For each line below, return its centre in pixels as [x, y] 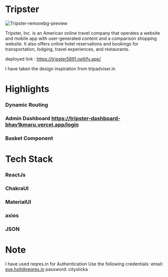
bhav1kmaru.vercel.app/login [42, 125]
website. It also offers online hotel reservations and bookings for [72, 43]
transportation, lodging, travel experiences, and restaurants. [67, 49]
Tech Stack [29, 159]
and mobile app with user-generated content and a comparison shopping [81, 38]
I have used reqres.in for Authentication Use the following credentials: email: [84, 264]
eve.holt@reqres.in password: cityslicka [47, 269]
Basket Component [29, 138]
